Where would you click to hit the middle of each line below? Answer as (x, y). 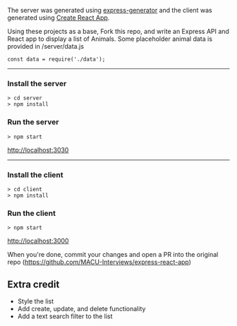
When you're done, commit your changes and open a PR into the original (113, 255)
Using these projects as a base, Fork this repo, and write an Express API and (118, 31)
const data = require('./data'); (56, 59)
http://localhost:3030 (38, 150)
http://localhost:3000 (38, 241)
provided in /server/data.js (46, 46)
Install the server (37, 83)
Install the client (35, 174)
